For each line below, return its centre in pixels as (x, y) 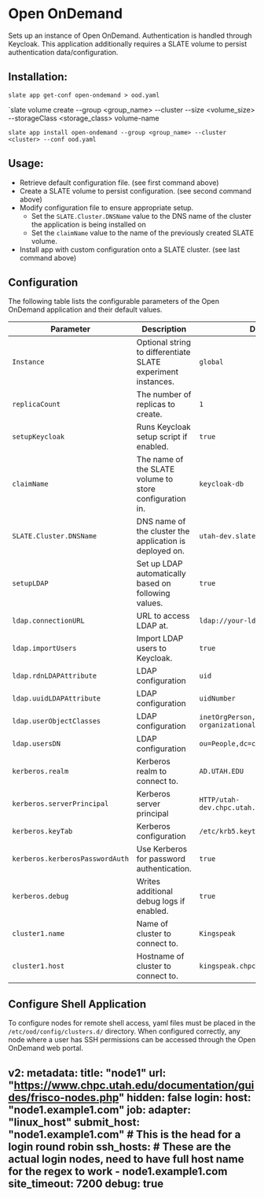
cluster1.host (38, 966)
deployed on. (160, 551)
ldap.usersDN (37, 744)
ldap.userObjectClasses (57, 721)
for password (161, 859)
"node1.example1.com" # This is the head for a (125, 1134)
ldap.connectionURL (48, 621)
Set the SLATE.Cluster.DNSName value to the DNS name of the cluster (141, 216)
